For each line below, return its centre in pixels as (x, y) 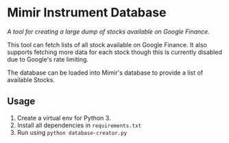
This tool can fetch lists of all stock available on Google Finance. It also (107, 44)
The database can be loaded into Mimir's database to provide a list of (105, 73)
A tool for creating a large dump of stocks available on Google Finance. (109, 31)
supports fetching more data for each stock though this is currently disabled (115, 52)
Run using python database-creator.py (72, 132)
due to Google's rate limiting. (48, 59)
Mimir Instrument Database (87, 13)
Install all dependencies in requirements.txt (79, 125)
